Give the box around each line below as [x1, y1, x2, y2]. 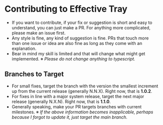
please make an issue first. [11, 30, 66, 36]
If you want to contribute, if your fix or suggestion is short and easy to [11, 20, 152, 25]
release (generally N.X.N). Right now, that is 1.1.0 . [11, 99, 111, 104]
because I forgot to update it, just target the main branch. [11, 114, 128, 120]
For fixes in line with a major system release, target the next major [11, 93, 144, 99]
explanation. [11, 45, 37, 51]
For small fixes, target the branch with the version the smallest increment [11, 83, 159, 89]
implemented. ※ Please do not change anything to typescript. [11, 56, 135, 62]
